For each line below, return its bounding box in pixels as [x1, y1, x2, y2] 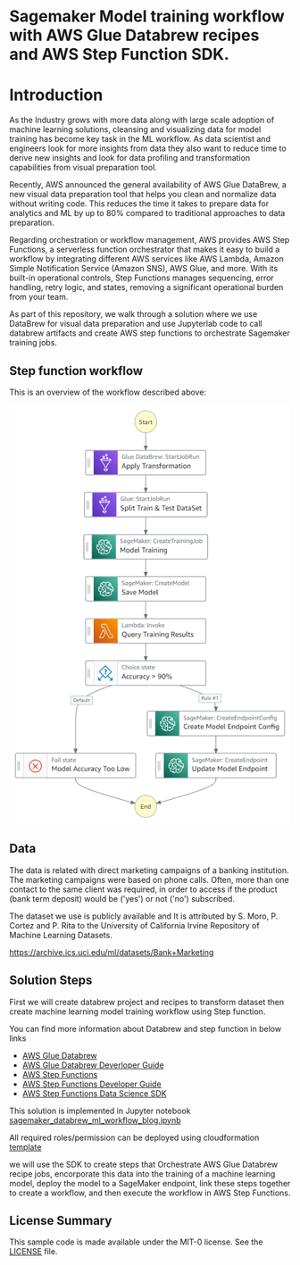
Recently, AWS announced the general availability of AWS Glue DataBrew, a [9, 179, 287, 190]
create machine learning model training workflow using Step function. [9, 1006, 266, 1017]
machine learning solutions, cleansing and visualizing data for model [9, 124, 262, 135]
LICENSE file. [9, 1246, 58, 1257]
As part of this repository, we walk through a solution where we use [9, 309, 258, 320]
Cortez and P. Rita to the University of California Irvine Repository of [9, 920, 261, 930]
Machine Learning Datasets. [9, 929, 113, 940]
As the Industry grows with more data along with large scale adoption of [9, 114, 275, 126]
